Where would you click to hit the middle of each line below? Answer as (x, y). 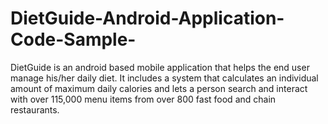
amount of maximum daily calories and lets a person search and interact (159, 88)
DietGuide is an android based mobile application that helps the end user (160, 67)
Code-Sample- (73, 39)
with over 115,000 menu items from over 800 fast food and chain (143, 99)
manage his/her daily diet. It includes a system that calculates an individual (164, 78)
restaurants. (35, 109)
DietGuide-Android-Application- (147, 18)
